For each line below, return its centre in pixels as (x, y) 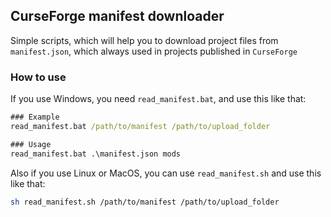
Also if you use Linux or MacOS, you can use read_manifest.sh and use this (166, 173)
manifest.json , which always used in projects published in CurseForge (154, 51)
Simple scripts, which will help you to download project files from (144, 40)
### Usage (31, 144)
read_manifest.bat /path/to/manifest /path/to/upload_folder (140, 126)
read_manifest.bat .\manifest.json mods (96, 154)
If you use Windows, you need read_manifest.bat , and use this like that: (158, 99)
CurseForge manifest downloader (117, 16)
